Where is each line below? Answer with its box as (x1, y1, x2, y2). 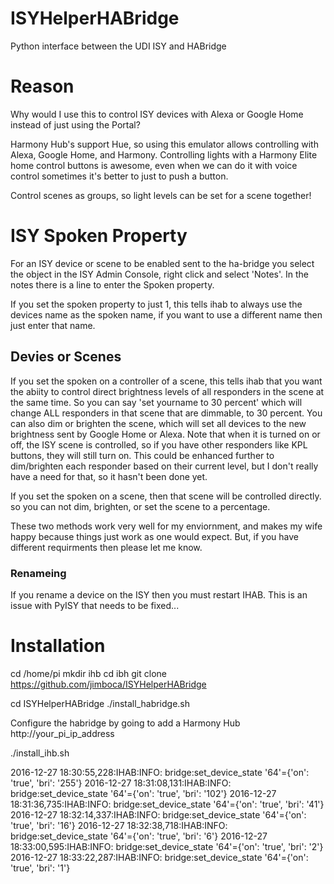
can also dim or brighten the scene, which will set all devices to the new (10, 417, 307, 429)
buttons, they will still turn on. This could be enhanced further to (10, 449, 275, 461)
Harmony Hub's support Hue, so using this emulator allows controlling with (10, 138, 319, 150)
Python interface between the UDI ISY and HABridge (10, 40, 227, 52)
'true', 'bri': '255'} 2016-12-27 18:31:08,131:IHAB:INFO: (10, 777, 232, 789)
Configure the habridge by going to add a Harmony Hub (10, 717, 241, 729)
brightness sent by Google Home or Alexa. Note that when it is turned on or (10, 428, 321, 440)
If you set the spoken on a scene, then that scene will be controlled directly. (10, 490, 322, 502)
